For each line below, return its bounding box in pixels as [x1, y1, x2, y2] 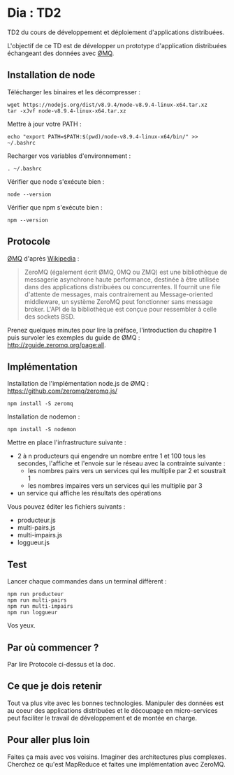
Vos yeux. [7, 621, 36, 630]
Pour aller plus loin [7, 734, 90, 746]
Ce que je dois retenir [7, 680, 103, 693]
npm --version [7, 217, 49, 224]
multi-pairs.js [17, 523, 56, 532]
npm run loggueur [7, 609, 58, 616]
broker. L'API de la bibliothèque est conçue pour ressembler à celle [24, 305, 217, 313]
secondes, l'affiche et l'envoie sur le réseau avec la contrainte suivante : [17, 459, 226, 468]
